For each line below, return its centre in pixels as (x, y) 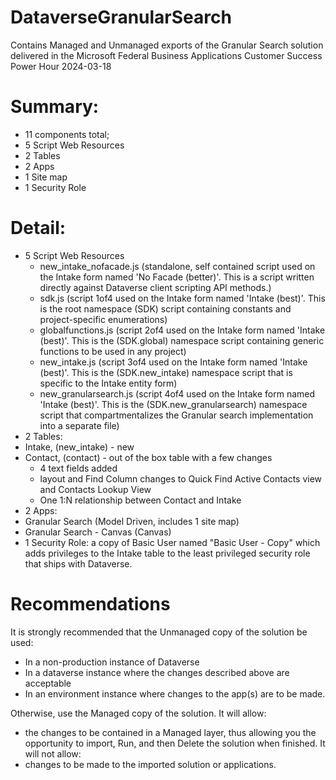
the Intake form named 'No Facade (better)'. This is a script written (177, 277)
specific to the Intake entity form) (108, 383)
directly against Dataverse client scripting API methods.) (155, 287)
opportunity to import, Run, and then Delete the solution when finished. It (175, 743)
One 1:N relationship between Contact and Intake (140, 500)
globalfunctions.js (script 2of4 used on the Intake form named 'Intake (182, 330)
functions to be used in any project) (113, 351)
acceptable (48, 683)
